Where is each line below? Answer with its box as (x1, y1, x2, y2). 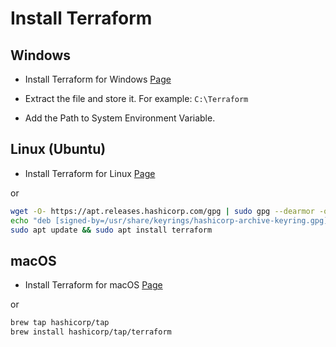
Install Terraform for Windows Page (24, 73, 172, 85)
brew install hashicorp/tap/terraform (10, 327, 172, 337)
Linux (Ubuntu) (10, 141, 107, 158)
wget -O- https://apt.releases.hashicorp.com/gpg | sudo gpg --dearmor (10, 206, 315, 216)
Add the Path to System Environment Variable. (24, 112, 216, 124)
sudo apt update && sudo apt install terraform (10, 225, 213, 235)
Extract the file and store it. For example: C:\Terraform (24, 93, 249, 104)
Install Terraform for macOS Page (24, 279, 163, 291)
